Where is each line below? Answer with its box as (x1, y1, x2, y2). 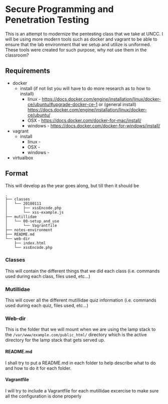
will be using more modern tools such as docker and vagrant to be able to (5, 36, 157, 42)
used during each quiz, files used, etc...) (5, 303, 89, 309)
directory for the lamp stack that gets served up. (5, 337, 105, 343)
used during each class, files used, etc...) (5, 273, 90, 279)
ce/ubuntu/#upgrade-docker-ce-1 (27, 101, 98, 107)
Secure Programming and (5, 4, 114, 15)
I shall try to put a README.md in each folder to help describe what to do (5, 360, 156, 366)
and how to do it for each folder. (5, 365, 72, 371)
